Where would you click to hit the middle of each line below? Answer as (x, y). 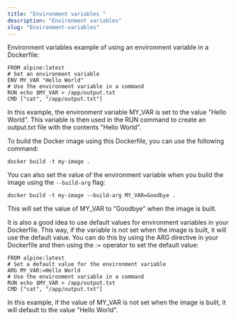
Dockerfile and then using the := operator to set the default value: (103, 245)
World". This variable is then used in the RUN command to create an (107, 120)
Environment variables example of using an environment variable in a (108, 48)
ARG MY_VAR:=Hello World (44, 271)
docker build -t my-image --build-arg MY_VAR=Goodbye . (91, 196)
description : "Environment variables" (64, 21)
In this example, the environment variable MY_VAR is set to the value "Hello (117, 112)
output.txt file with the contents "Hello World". (74, 127)
